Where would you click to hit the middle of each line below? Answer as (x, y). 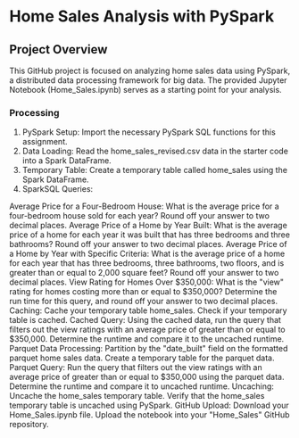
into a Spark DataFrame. (66, 161)
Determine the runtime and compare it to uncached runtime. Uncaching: (142, 386)
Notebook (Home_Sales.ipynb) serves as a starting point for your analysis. (146, 90)
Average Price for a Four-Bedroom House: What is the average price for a (144, 206)
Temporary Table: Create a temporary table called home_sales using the (155, 170)
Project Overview (58, 50)
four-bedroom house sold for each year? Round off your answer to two (140, 216)
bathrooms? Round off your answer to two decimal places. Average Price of (148, 244)
